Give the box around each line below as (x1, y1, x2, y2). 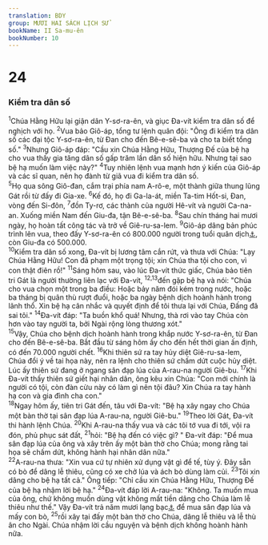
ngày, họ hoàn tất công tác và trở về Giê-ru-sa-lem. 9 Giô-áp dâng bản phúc (8, 219, 258, 230)
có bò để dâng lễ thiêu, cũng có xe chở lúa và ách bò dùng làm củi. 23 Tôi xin (8, 465, 260, 476)
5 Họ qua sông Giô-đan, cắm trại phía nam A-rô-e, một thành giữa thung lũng (8, 180, 260, 191)
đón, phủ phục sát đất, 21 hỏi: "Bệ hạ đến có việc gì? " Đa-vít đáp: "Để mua (8, 429, 254, 440)
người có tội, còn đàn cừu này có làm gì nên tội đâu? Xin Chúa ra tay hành (8, 383, 252, 392)
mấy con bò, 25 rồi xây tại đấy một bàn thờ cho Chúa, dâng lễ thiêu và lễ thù (8, 511, 256, 522)
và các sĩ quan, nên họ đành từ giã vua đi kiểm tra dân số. (8, 171, 199, 181)
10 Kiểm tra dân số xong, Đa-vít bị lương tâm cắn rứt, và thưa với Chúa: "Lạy (8, 245, 256, 257)
